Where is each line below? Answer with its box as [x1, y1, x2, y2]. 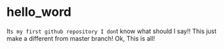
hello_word [6, 4, 72, 20]
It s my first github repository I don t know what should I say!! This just [6, 27, 217, 35]
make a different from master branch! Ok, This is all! [6, 34, 156, 42]
